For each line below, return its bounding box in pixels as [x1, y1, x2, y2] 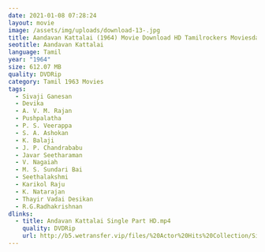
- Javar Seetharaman [15, 151, 83, 159]
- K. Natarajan [15, 187, 65, 196]
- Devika [15, 100, 44, 107]
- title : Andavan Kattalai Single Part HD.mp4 [15, 217, 171, 225]
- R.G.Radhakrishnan [15, 202, 83, 210]
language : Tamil [8, 48, 62, 56]
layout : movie [8, 19, 55, 27]
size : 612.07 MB [8, 63, 62, 71]
